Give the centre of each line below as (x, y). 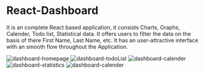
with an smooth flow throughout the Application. (67, 47)
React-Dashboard (52, 11)
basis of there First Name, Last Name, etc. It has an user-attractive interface (102, 40)
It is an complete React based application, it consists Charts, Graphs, (93, 27)
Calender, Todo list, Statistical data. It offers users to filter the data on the (99, 33)
